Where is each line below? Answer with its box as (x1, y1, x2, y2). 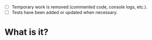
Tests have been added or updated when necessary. (11, 10, 118, 15)
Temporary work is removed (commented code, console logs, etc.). (11, 4, 148, 10)
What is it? (4, 27, 49, 38)
